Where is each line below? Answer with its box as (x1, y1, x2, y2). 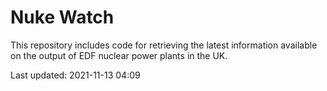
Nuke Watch (10, 6, 115, 29)
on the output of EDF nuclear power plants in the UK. (10, 49, 228, 61)
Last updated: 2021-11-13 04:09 (10, 69, 141, 81)
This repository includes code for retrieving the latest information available (10, 39, 318, 51)
